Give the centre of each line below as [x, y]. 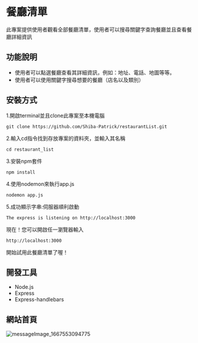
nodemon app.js [25, 195]
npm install [21, 172]
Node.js [24, 287]
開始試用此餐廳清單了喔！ [37, 252]
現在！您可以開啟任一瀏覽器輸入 [45, 229]
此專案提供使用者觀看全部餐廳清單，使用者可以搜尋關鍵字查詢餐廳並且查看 [96, 29]
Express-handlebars [39, 299]
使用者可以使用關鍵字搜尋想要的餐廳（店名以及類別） [79, 79]
